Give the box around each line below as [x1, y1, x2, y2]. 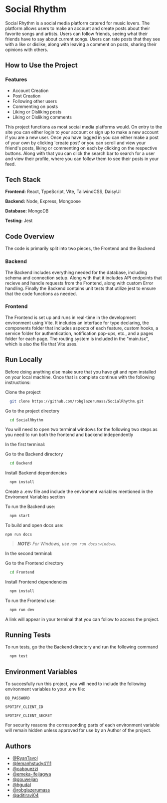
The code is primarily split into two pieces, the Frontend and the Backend [5, 245, 156, 251]
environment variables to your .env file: [5, 686, 86, 692]
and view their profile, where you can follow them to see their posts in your [5, 155, 159, 161]
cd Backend [9, 461, 32, 466]
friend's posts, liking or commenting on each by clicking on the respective [5, 145, 158, 151]
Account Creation [12, 87, 49, 93]
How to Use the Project [5, 61, 78, 69]
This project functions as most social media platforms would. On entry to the [5, 123, 163, 129]
